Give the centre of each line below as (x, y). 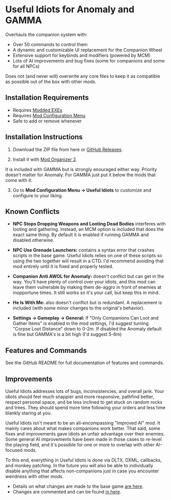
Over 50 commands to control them (50, 44)
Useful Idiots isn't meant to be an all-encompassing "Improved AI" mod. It (83, 423)
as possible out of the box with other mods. (51, 81)
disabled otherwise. (33, 240)
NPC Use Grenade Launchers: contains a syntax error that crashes (83, 250)
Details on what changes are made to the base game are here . (78, 486)
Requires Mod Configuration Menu (49, 115)
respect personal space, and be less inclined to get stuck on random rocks (84, 402)
